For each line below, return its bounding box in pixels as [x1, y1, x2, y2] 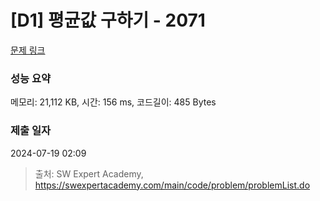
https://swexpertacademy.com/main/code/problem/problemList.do [34, 179, 311, 191]
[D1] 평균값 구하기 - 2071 [10, 9, 206, 32]
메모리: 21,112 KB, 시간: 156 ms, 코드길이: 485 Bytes [10, 96, 217, 108]
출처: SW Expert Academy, [34, 167, 144, 180]
